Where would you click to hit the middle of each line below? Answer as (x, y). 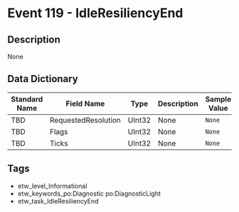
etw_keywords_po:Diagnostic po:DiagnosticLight (89, 193)
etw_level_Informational (52, 186)
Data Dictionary (43, 79)
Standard (27, 99)
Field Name (85, 104)
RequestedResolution (85, 120)
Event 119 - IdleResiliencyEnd (95, 13)
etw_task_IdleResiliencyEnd (58, 201)
